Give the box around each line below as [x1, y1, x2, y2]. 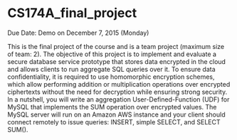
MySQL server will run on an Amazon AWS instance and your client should [7, 110, 226, 119]
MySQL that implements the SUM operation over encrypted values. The [7, 102, 217, 111]
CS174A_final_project [7, 5, 137, 21]
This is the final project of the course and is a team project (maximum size [7, 42, 225, 50]
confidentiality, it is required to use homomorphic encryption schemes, [7, 72, 215, 81]
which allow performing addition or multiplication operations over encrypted [7, 80, 231, 88]
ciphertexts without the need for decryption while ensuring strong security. [7, 87, 228, 96]
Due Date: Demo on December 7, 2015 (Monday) [7, 28, 149, 37]
